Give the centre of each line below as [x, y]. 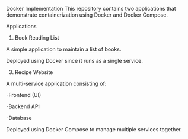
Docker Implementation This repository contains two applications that [91, 9]
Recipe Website [34, 72]
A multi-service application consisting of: [56, 83]
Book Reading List [37, 38]
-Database [19, 118]
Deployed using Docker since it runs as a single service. [75, 61]
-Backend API [23, 106]
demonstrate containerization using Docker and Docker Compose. [87, 15]
